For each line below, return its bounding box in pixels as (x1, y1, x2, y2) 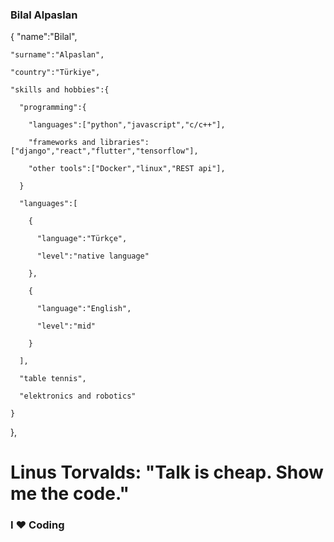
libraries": (99, 138, 150, 148)
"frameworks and (28, 138, 97, 148)
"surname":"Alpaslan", (10, 50, 105, 60)
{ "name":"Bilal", (10, 31, 78, 43)
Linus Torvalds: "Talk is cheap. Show (10, 461, 324, 484)
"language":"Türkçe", (36, 234, 128, 244)
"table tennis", (19, 374, 87, 384)
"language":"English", (36, 304, 132, 314)
